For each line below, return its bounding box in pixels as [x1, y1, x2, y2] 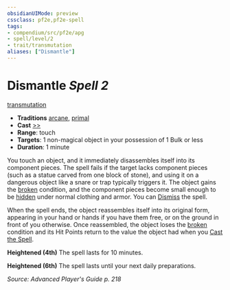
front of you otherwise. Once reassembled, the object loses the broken [7, 220, 207, 228]
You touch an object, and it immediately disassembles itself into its [7, 156, 196, 165]
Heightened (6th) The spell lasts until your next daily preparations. [7, 261, 196, 269]
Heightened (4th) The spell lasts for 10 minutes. [7, 248, 143, 256]
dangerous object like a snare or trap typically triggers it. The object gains [7, 178, 216, 186]
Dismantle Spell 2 [7, 78, 108, 93]
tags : [7, 23, 23, 29]
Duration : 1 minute [16, 143, 70, 151]
